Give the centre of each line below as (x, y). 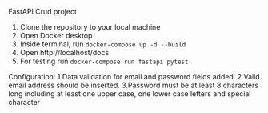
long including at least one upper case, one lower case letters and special (130, 94)
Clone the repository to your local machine (90, 27)
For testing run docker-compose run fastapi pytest (104, 61)
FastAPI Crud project (43, 12)
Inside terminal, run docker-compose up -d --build (103, 44)
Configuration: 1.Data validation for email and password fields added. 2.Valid (134, 77)
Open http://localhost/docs (64, 52)
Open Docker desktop (56, 36)
